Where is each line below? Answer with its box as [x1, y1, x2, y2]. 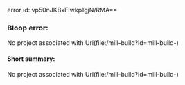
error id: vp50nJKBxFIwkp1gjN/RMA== [7, 6, 118, 14]
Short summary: [7, 55, 55, 63]
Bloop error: [7, 23, 49, 32]
